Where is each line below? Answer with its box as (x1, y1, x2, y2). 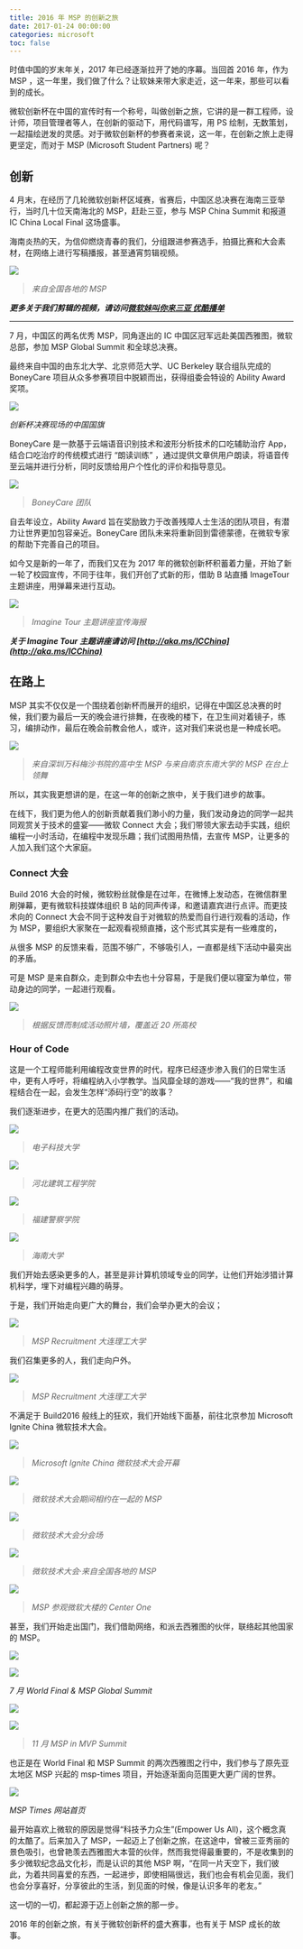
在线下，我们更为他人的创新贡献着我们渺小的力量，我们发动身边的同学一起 (9, 808, 286, 819)
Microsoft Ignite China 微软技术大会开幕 (31, 1457, 180, 1468)
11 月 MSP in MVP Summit (31, 1738, 128, 1750)
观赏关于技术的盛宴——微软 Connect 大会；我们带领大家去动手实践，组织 (16, 819, 290, 830)
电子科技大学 (31, 1142, 79, 1153)
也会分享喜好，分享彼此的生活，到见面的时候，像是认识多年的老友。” (9, 1880, 262, 1891)
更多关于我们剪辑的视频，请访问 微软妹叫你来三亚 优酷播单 (9, 303, 225, 314)
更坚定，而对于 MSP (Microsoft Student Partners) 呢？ (9, 140, 211, 151)
